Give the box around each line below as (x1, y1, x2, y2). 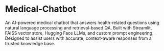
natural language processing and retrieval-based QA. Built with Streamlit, (5, 25, 152, 30)
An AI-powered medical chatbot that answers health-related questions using (5, 20, 160, 25)
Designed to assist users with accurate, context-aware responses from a (5, 35, 152, 41)
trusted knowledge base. (5, 40, 55, 46)
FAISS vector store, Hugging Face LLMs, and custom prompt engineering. (5, 30, 154, 36)
